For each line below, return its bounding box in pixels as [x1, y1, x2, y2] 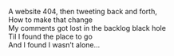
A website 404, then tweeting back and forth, [8, 7, 157, 16]
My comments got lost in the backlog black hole [8, 24, 166, 32]
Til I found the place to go [8, 32, 93, 41]
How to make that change [8, 15, 93, 24]
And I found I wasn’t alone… [8, 40, 101, 50]
